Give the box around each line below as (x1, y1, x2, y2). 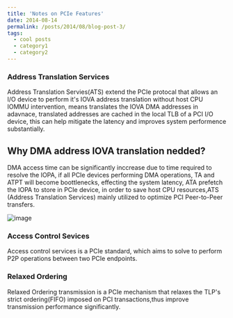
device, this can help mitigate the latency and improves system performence (7, 118, 227, 126)
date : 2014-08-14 (7, 17, 58, 24)
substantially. (7, 125, 45, 133)
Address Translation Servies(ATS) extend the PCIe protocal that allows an (7, 88, 218, 96)
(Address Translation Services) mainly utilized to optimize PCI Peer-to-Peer (7, 193, 223, 201)
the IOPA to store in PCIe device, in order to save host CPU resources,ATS (7, 185, 219, 193)
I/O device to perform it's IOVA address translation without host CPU (7, 95, 204, 104)
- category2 (13, 49, 49, 56)
